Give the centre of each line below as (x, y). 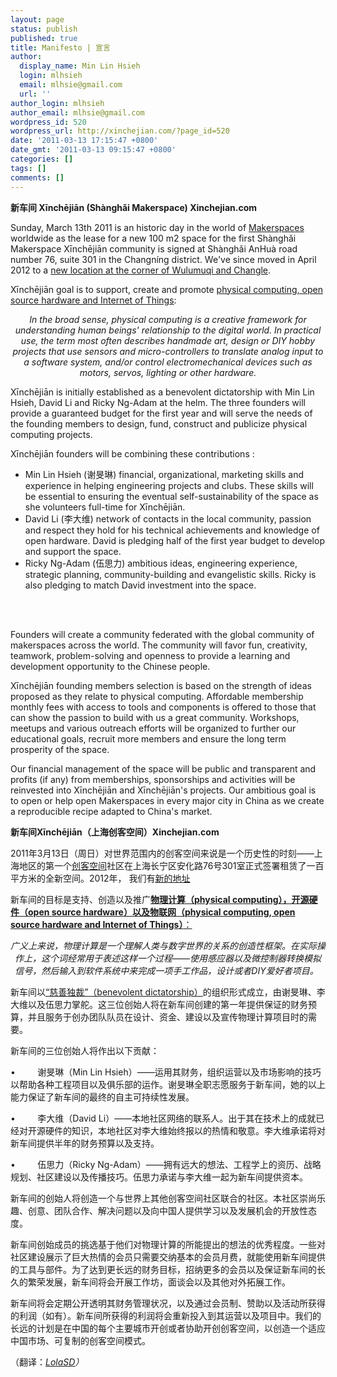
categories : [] (42, 159)
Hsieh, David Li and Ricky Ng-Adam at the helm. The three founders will (158, 402)
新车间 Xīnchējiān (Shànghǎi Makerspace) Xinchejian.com (134, 207)
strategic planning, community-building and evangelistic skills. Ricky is (170, 574)
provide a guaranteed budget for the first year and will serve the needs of (161, 413)
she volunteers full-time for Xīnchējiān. (105, 507)
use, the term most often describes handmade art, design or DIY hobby (168, 340)
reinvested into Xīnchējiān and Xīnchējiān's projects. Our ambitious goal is (163, 790)
